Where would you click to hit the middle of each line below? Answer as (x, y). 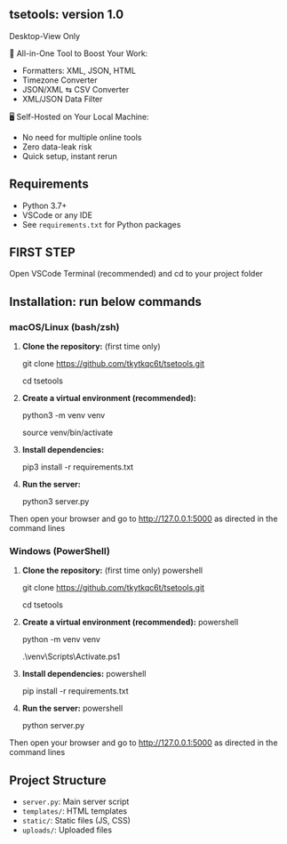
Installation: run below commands (105, 301)
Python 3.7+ (44, 205)
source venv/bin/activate (68, 433)
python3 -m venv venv (64, 415)
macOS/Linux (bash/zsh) (64, 326)
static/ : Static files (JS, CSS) (76, 821)
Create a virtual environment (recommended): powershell (130, 623)
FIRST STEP (42, 253)
